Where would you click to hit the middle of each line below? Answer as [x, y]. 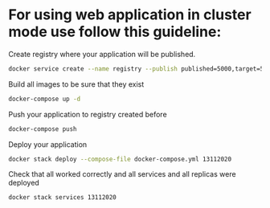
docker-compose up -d [45, 99]
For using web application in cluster [130, 15]
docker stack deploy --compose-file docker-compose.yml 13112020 [120, 159]
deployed [24, 183]
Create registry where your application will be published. [102, 54]
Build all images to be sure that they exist [76, 84]
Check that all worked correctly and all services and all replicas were [122, 174]
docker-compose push [43, 129]
